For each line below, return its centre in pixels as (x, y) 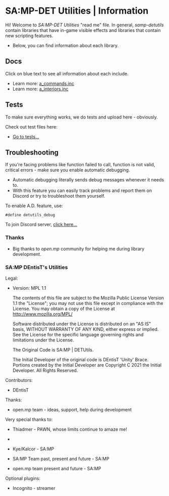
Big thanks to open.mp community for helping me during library (78, 249)
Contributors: (19, 380)
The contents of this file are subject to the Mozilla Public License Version (88, 298)
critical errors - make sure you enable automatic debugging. (68, 170)
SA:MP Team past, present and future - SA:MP (61, 459)
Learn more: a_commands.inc (43, 83)
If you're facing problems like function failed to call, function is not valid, (80, 165)
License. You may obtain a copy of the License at (64, 309)
